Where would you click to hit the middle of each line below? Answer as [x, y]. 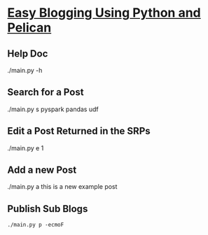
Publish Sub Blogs [48, 209]
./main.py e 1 [26, 148]
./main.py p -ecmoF [36, 225]
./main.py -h [25, 70]
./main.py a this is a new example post [62, 187]
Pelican [29, 28]
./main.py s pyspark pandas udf [53, 109]
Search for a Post [46, 92]
